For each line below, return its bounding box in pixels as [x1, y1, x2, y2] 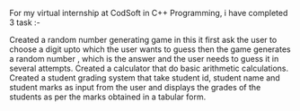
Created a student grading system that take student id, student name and [9, 73, 280, 83]
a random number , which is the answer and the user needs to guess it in [9, 54, 279, 64]
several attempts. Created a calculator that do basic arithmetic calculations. [9, 63, 289, 73]
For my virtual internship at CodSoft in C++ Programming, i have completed [9, 8, 288, 18]
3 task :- [9, 17, 40, 28]
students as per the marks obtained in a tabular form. [9, 91, 207, 102]
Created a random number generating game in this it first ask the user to [9, 35, 278, 45]
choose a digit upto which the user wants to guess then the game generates [9, 44, 291, 55]
